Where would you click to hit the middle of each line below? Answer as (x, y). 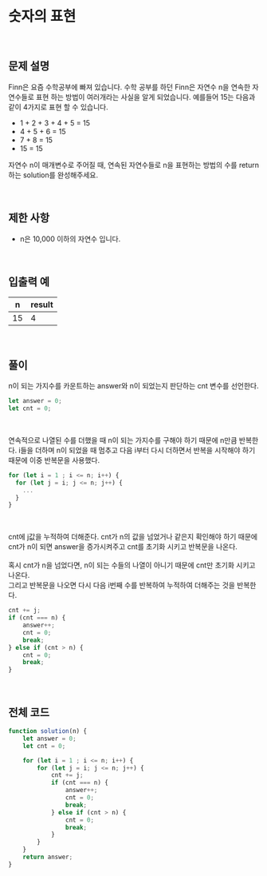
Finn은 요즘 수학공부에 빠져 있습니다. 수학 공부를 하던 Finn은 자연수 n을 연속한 (130, 87)
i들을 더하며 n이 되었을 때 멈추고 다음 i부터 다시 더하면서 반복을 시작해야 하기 (137, 450)
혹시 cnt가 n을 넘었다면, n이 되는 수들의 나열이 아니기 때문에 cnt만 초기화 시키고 (132, 565)
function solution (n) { (48, 731)
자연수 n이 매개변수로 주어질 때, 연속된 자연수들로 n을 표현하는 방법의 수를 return (133, 165)
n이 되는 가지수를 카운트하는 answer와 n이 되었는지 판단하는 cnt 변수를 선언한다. (133, 386)
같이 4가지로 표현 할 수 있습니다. (59, 107)
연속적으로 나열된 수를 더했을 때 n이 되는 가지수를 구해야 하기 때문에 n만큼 (123, 440)
